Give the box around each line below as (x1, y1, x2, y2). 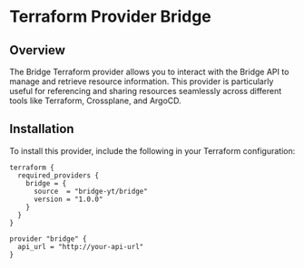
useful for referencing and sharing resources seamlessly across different (9, 86, 282, 96)
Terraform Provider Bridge (9, 6, 211, 27)
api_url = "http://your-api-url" (17, 242, 144, 251)
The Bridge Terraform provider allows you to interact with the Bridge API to (9, 66, 289, 77)
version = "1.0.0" (33, 195, 103, 204)
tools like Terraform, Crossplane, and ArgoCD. (9, 95, 181, 106)
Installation (9, 121, 74, 137)
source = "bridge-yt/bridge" (33, 187, 148, 196)
